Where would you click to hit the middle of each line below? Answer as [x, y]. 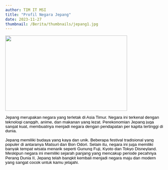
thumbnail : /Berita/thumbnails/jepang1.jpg [52, 24]
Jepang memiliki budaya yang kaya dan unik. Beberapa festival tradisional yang [79, 140]
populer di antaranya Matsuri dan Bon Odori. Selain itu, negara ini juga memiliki [79, 144]
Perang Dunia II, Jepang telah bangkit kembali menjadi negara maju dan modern [80, 158]
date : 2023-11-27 [24, 19]
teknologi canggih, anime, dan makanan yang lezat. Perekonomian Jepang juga [80, 122]
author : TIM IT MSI [26, 10]
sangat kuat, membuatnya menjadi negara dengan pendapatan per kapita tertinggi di [84, 126]
